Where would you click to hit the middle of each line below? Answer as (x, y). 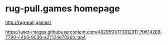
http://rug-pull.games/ (28, 22)
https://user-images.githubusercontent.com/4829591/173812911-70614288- (84, 32)
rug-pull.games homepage (63, 9)
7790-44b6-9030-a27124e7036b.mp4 (46, 37)
